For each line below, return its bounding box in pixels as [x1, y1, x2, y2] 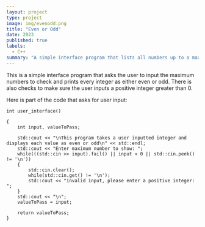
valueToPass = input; [17, 199, 72, 205]
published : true [6, 37, 48, 43]
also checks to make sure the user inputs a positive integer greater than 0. [6, 84, 193, 92]
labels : [6, 43, 26, 50]
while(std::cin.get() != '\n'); [28, 172, 111, 178]
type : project [6, 15, 43, 21]
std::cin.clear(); [28, 166, 75, 173]
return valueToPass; [17, 209, 70, 216]
